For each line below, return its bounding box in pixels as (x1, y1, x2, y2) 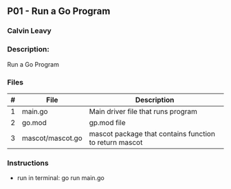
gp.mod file (89, 118, 126, 127)
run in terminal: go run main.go (16, 174, 104, 182)
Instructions (7, 158, 49, 168)
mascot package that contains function (89, 129, 215, 138)
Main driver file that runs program (89, 107, 198, 116)
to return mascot (89, 137, 143, 147)
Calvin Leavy (7, 26, 52, 36)
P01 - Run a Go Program (7, 5, 111, 17)
